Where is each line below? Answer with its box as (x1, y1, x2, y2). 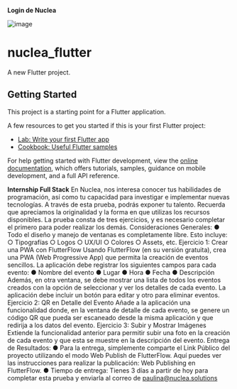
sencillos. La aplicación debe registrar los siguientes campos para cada (7, 261, 216, 269)
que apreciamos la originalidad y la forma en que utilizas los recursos (7, 207, 211, 216)
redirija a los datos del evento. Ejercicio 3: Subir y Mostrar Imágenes (7, 321, 207, 329)
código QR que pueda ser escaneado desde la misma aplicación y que (7, 313, 214, 322)
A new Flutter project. (7, 67, 71, 77)
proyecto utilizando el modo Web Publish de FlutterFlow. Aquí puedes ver (7, 351, 222, 359)
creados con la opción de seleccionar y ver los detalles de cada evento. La (7, 283, 226, 292)
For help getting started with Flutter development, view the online (7, 156, 199, 165)
